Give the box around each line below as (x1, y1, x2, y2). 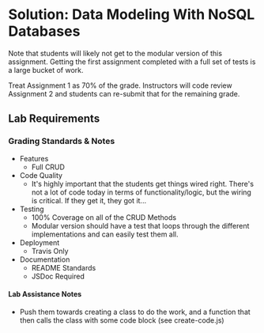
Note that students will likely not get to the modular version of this (8, 48, 223, 58)
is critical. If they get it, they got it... (31, 195, 147, 205)
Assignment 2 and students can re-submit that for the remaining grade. (8, 89, 240, 98)
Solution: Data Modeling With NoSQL (8, 6, 255, 24)
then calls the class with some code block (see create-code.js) (19, 315, 224, 325)
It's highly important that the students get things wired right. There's (31, 179, 255, 188)
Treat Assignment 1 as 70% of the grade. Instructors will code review (8, 81, 232, 90)
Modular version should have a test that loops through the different (31, 221, 250, 230)
